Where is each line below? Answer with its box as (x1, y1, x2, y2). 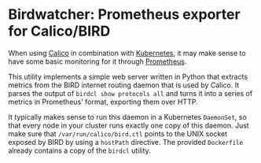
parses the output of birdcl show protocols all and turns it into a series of (8, 88, 253, 98)
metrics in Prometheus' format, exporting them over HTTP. (8, 97, 198, 106)
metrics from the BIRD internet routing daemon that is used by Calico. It (8, 80, 240, 90)
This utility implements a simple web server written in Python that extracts (8, 72, 248, 81)
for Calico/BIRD (8, 22, 111, 40)
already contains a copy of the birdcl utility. (8, 146, 151, 155)
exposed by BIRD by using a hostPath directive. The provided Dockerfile (8, 137, 244, 146)
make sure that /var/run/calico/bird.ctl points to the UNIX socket (8, 128, 228, 139)
